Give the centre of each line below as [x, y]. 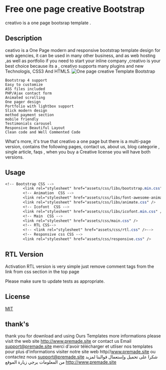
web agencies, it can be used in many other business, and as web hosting [80, 55]
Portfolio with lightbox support [40, 106]
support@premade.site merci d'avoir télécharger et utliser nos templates [79, 346]
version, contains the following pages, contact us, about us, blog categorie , [82, 146]
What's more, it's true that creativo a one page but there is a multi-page [78, 141]
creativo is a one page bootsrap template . [48, 23]
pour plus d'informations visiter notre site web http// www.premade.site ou [80, 352]
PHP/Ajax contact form [28, 93]
